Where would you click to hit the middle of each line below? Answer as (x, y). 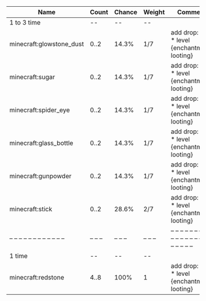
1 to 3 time (25, 22)
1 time (19, 256)
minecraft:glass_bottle (41, 143)
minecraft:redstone (37, 277)
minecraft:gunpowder (40, 176)
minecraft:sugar (32, 77)
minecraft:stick (31, 209)
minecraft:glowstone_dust (47, 44)
